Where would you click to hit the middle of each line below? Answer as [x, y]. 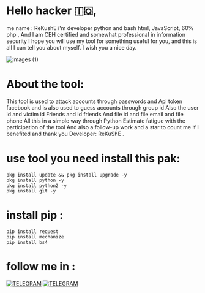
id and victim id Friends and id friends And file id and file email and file [95, 114]
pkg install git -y [31, 191]
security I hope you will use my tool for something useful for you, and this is [102, 41]
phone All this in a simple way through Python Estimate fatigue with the [96, 121]
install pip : [35, 215]
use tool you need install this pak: [93, 158]
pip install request [33, 231]
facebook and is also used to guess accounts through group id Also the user [102, 107]
